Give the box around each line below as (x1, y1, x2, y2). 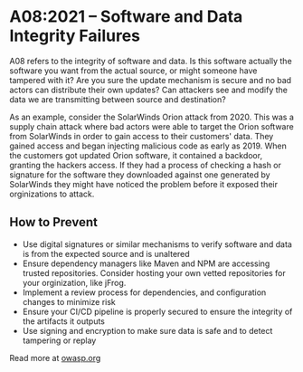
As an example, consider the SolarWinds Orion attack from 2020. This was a (9, 111, 294, 122)
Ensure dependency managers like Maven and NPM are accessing (22, 258, 270, 269)
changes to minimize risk (22, 296, 116, 307)
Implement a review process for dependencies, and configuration (22, 287, 267, 298)
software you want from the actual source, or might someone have (9, 65, 258, 76)
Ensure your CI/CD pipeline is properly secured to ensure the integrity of (22, 306, 293, 317)
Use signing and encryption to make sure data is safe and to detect (22, 325, 273, 336)
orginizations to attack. (9, 188, 95, 199)
